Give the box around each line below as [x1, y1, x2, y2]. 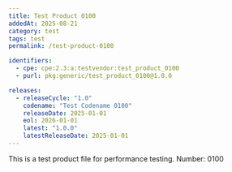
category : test [8, 27, 60, 35]
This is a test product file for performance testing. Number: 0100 [8, 153, 225, 163]
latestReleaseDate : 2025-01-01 [23, 131, 129, 140]
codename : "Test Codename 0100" [23, 101, 132, 110]
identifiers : [8, 57, 53, 65]
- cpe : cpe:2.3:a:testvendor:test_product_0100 [15, 64, 180, 73]
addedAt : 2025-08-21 [8, 19, 79, 28]
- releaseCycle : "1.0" [15, 94, 92, 102]
